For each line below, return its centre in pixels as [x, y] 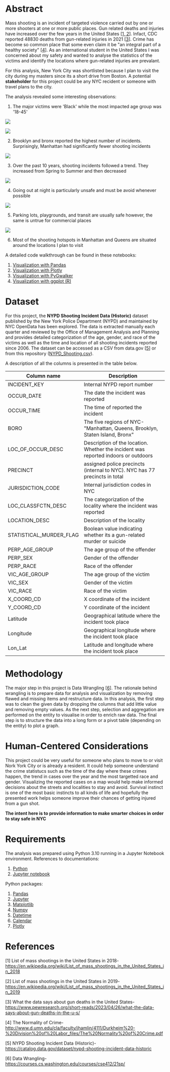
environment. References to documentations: [52, 859]
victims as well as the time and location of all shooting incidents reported [81, 342]
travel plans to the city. [29, 86]
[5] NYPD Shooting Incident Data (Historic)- [51, 1043]
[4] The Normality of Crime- [35, 1022]
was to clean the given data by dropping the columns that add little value [81, 704]
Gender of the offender [111, 558]
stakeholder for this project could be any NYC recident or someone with [81, 81]
